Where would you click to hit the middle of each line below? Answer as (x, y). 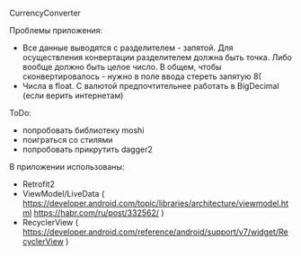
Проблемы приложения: (56, 30)
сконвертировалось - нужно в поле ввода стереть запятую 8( (142, 76)
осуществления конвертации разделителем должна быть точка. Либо (157, 57)
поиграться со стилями (68, 140)
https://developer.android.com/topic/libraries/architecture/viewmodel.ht (155, 203)
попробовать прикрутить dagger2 (87, 149)
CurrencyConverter (45, 13)
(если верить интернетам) (73, 95)
